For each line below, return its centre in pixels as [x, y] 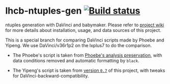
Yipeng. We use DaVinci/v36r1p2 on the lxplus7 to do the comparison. [79, 45]
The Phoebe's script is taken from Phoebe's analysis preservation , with [87, 55]
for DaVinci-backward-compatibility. [51, 75]
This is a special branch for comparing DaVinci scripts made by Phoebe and [85, 40]
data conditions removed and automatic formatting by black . [76, 60]
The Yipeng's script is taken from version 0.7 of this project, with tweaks [89, 70]
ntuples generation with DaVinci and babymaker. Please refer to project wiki [85, 25]
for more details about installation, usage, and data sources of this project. [83, 30]
